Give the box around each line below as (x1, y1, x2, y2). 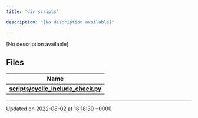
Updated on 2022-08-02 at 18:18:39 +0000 (6, 105, 112, 112)
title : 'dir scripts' (6, 8, 60, 15)
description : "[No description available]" (6, 19, 115, 25)
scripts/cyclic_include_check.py (9, 85, 102, 93)
